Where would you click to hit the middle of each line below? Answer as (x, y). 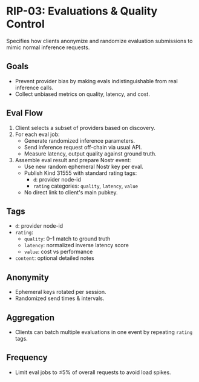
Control (26, 24)
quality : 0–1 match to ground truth (67, 239)
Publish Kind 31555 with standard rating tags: (80, 173)
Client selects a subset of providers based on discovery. (85, 128)
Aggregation (31, 317)
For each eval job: (37, 134)
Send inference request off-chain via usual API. (83, 147)
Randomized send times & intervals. (60, 298)
